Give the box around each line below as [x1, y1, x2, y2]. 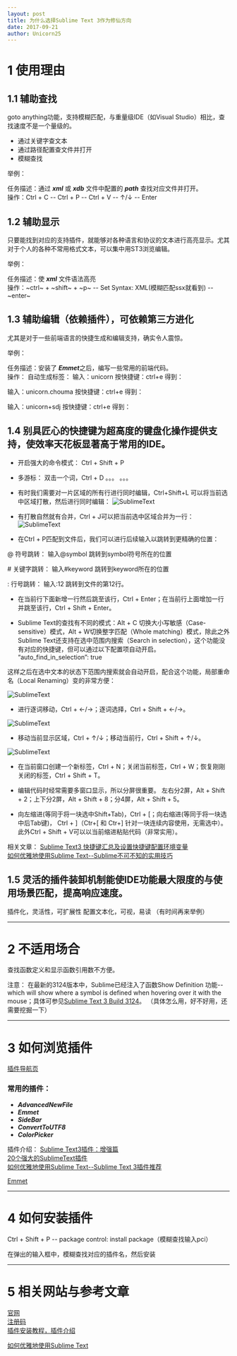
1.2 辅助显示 [7, 216, 60, 228]
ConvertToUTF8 [17, 1122, 66, 1131]
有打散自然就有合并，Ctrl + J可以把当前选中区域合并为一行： [17, 512, 194, 521]
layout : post [7, 10, 46, 18]
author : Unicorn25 [7, 30, 61, 37]
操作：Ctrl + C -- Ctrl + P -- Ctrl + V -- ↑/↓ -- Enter [7, 193, 157, 202]
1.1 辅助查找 [7, 92, 58, 104]
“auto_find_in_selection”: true [17, 653, 102, 661]
